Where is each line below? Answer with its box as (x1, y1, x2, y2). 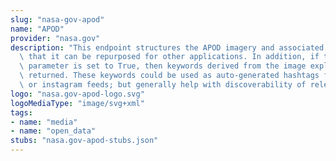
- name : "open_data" (10, 126, 97, 136)
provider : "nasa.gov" (10, 33, 101, 43)
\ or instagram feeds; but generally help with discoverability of (19, 80, 307, 90)
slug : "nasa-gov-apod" (10, 14, 105, 25)
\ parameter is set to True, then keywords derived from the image (19, 61, 307, 71)
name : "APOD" (10, 24, 65, 34)
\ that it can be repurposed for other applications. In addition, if (19, 52, 320, 62)
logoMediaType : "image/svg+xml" (10, 98, 145, 108)
